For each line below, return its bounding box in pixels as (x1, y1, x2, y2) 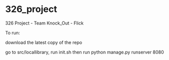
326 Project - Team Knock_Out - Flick (5, 20, 84, 26)
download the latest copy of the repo (5, 39, 82, 45)
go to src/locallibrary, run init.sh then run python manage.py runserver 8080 (5, 49, 164, 55)
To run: (5, 29, 20, 35)
